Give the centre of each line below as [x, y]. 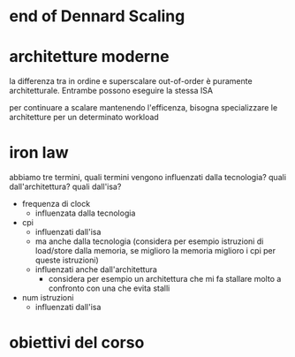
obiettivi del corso [77, 343]
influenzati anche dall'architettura [96, 270]
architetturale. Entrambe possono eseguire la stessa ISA [111, 91]
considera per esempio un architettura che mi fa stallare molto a [165, 279]
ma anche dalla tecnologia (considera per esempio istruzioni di [149, 241]
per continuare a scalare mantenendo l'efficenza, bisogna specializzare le [144, 108]
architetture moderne [89, 57]
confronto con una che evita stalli [109, 288]
